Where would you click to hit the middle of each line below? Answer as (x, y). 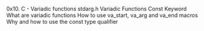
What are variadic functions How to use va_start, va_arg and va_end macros (102, 15)
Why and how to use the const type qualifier (62, 22)
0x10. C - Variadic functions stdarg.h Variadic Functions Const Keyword (96, 9)
